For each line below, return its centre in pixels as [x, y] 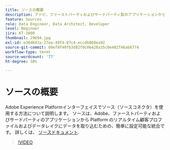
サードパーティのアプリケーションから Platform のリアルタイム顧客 [79, 120]
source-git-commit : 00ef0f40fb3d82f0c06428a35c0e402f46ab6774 [72, 47]
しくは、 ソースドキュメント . [49, 132]
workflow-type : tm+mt [28, 52]
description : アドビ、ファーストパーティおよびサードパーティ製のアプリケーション [82, 15]
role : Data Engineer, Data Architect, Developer [57, 24]
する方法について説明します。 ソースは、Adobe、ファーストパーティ [81, 113]
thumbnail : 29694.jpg [28, 38]
